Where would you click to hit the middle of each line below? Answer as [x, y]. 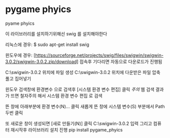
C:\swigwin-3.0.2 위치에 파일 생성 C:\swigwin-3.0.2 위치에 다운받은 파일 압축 [83, 72]
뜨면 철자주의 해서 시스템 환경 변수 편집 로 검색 [56, 96]
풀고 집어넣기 [18, 78]
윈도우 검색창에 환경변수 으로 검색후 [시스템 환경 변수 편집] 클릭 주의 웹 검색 [80, 89]
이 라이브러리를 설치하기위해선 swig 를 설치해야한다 [56, 33]
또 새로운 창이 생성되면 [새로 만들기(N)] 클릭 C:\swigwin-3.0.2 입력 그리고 [79, 123]
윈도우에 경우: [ [20, 55]
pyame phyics [20, 23]
